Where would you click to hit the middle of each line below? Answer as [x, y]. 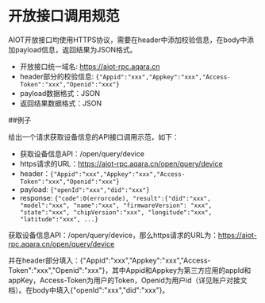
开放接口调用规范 [64, 16]
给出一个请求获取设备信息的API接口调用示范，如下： [94, 136]
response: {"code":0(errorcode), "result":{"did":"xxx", [115, 198]
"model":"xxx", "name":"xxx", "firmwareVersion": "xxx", [116, 205]
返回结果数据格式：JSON [61, 103]
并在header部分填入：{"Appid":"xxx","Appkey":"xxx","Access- [110, 260]
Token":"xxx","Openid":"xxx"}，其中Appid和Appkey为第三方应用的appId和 [130, 270]
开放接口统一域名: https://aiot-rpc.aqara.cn [90, 66]
